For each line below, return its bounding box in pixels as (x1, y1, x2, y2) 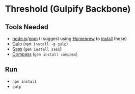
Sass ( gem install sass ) (12, 46, 62, 52)
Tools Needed (5, 23, 49, 31)
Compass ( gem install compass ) (12, 51, 78, 57)
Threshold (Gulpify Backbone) (5, 3, 131, 15)
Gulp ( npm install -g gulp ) (12, 41, 68, 47)
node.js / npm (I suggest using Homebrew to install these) (12, 36, 127, 41)
